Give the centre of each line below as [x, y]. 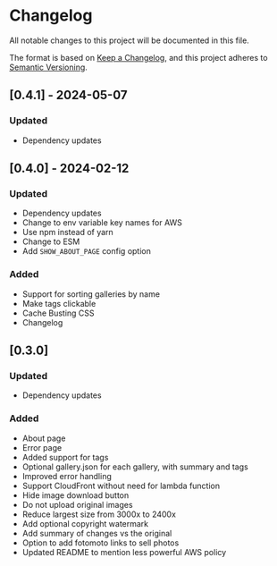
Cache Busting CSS [59, 313]
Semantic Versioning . [48, 67]
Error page [42, 447]
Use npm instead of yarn [67, 232]
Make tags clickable [59, 303]
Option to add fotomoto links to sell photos [101, 543]
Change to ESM [51, 241]
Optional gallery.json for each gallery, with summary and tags [135, 467]
